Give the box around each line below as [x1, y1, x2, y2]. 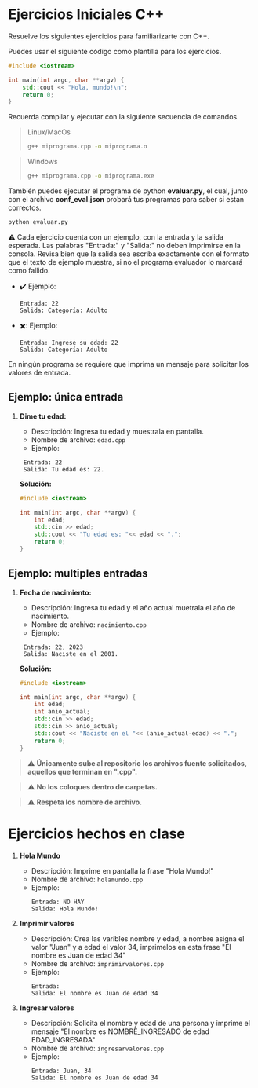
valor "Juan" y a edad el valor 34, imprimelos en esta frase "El [31, 942, 231, 951]
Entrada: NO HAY [31, 898, 85, 906]
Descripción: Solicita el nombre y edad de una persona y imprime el [31, 1018, 251, 1028]
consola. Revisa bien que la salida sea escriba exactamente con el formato [8, 249, 249, 258]
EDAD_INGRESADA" [31, 1035, 96, 1044]
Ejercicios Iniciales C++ [8, 5, 165, 24]
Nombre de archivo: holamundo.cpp [31, 874, 144, 884]
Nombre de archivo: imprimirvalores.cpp [31, 958, 165, 968]
